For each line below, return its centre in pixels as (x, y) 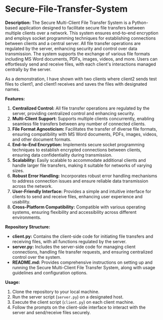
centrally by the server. (28, 69)
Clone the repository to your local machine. (56, 292)
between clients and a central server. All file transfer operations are (73, 43)
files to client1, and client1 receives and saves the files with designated (76, 84)
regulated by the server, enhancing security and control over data (71, 48)
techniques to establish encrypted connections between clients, (77, 150)
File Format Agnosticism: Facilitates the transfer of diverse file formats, (85, 129)
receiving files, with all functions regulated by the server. (69, 241)
